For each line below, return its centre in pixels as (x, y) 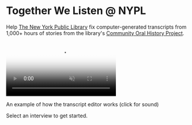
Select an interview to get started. (47, 116)
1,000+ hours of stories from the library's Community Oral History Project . (95, 33)
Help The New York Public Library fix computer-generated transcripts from (96, 27)
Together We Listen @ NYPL (76, 11)
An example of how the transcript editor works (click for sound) (83, 104)
